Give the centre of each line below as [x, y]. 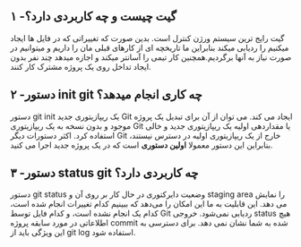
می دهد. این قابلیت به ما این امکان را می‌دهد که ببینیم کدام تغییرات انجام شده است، [149, 204]
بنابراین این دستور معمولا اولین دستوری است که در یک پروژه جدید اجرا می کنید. [142, 145]
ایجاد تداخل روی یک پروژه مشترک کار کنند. [81, 66]
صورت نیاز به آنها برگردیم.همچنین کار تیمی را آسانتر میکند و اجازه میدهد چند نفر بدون [151, 57]
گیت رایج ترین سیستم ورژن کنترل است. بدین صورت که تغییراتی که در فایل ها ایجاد [147, 38]
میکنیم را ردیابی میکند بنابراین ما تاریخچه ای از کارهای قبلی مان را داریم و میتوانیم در [150, 47]
